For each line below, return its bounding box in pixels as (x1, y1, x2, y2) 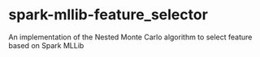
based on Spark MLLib (8, 40, 84, 50)
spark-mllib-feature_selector (8, 6, 209, 24)
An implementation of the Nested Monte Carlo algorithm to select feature (8, 32, 253, 42)
